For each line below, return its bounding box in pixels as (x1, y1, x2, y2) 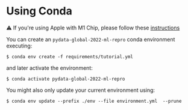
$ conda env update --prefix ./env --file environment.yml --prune (6, 98, 182, 104)
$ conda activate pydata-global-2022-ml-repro (6, 76, 125, 82)
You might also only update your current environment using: (6, 86, 155, 94)
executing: (6, 42, 33, 49)
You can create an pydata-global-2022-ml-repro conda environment (6, 35, 175, 43)
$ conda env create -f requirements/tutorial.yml (6, 53, 134, 60)
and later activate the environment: (6, 64, 93, 72)
